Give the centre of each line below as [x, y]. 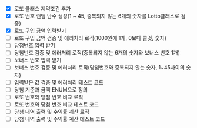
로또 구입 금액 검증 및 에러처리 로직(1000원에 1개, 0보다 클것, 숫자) [90, 38]
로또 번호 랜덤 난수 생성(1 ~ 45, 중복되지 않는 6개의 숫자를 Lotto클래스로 [97, 16]
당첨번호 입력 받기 [34, 45]
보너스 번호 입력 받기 [38, 60]
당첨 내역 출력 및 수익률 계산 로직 [51, 112]
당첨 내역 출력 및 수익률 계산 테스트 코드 [59, 119]
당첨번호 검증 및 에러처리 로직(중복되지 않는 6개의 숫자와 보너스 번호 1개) [97, 53]
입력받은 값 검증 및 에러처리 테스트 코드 [59, 82]
